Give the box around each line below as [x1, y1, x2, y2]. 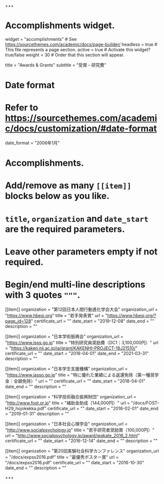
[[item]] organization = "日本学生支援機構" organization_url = [5, 365, 128, 372]
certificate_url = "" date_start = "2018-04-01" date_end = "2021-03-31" [5, 350, 149, 356]
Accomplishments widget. [5, 20, 115, 31]
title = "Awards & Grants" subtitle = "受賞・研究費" [5, 62, 107, 68]
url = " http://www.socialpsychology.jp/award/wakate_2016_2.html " [5, 432, 140, 438]
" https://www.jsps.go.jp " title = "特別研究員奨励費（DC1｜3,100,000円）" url [5, 339, 159, 345]
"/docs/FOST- [131, 400, 160, 406]
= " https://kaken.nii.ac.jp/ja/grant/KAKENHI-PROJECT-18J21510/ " [5, 345, 138, 351]
